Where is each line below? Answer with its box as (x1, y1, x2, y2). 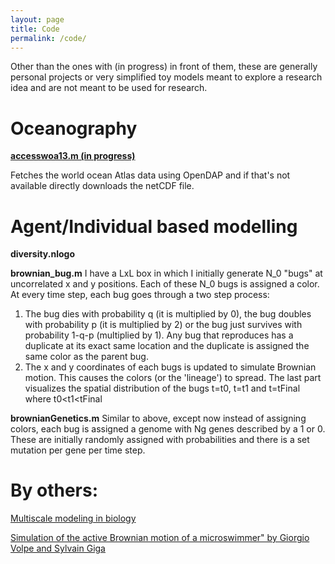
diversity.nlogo (10, 248, 75, 260)
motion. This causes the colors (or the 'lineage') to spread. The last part (24, 372, 322, 384)
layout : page (10, 14, 65, 25)
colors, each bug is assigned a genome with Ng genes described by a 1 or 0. (10, 423, 326, 435)
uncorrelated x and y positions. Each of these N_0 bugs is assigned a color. (10, 278, 320, 290)
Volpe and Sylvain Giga (10, 542, 106, 555)
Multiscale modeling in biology (10, 512, 137, 525)
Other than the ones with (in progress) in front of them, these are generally (10, 61, 318, 73)
